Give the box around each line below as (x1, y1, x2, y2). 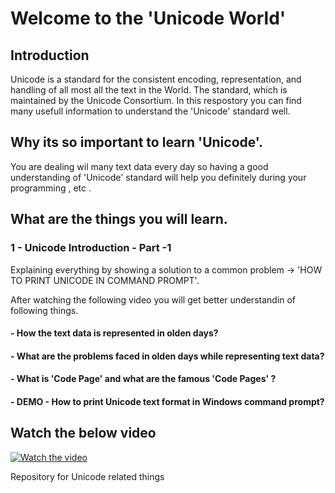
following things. (10, 304, 79, 316)
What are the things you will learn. (10, 211, 228, 228)
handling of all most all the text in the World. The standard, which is (10, 84, 288, 96)
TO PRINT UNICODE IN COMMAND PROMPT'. (10, 274, 200, 286)
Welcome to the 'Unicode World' (10, 7, 287, 30)
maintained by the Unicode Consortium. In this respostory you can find (10, 95, 302, 106)
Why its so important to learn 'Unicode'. (10, 134, 264, 151)
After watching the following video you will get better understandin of (10, 293, 297, 306)
